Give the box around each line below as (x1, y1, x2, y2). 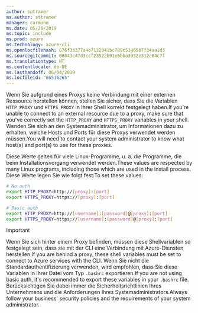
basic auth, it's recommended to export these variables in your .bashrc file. (6, 276, 189, 283)
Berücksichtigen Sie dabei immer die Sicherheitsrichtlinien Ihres (6, 282, 161, 289)
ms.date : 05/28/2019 (6, 25, 57, 31)
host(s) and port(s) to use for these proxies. (6, 142, 113, 149)
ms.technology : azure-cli (6, 42, 70, 48)
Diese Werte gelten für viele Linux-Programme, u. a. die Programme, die (6, 153, 182, 160)
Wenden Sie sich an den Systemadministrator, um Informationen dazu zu (6, 123, 183, 130)
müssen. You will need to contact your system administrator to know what (6, 135, 184, 142)
